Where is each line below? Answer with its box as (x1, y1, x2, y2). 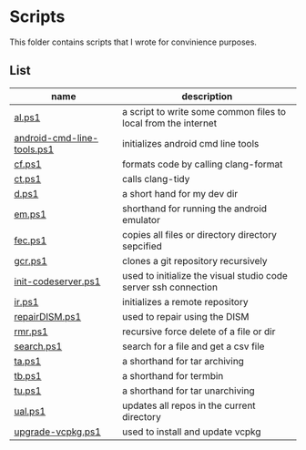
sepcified (122, 240, 162, 252)
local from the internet (122, 117, 217, 129)
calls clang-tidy (122, 172, 190, 185)
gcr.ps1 (14, 254, 47, 267)
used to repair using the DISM (122, 310, 250, 322)
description (181, 89, 233, 102)
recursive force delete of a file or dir (122, 325, 276, 338)
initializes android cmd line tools (122, 137, 260, 149)
